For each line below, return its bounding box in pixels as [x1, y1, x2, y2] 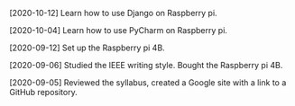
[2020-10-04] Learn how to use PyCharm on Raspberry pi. [9, 25, 228, 35]
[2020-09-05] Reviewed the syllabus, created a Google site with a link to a [9, 77, 287, 88]
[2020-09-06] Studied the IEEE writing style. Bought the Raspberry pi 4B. [9, 60, 283, 70]
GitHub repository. [9, 87, 78, 97]
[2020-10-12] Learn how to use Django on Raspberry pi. [9, 8, 218, 18]
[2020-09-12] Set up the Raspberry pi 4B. [9, 42, 165, 53]
